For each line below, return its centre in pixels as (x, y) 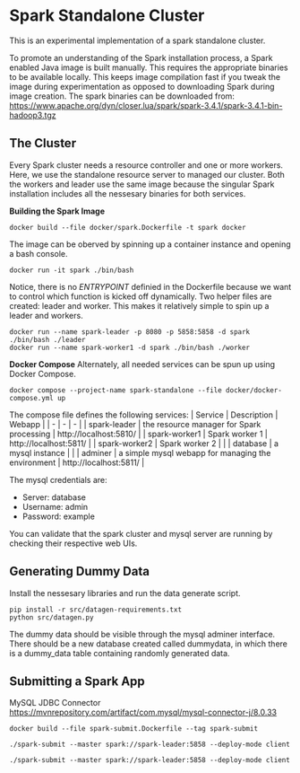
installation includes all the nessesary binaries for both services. (128, 193)
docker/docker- (253, 390)
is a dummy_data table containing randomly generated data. (120, 653)
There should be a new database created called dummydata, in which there (149, 644)
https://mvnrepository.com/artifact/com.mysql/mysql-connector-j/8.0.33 (143, 712)
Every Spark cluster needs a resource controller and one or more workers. (146, 165)
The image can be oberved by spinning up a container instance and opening (150, 244)
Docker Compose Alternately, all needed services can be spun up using (142, 364)
